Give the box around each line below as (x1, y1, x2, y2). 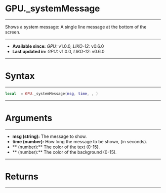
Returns (5, 171, 39, 182)
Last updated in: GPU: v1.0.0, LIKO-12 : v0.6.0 (12, 48, 105, 54)
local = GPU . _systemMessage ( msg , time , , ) (5, 91, 98, 96)
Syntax (5, 70, 35, 82)
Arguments (5, 112, 53, 124)
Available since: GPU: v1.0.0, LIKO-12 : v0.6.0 (12, 43, 104, 49)
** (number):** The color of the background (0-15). (12, 149, 117, 155)
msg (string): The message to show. (12, 133, 87, 139)
